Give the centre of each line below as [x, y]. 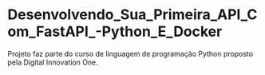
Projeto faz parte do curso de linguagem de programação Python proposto [130, 53]
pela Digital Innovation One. [53, 62]
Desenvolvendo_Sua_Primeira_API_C [132, 15]
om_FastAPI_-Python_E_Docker [115, 32]
